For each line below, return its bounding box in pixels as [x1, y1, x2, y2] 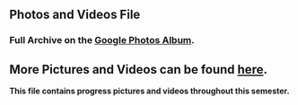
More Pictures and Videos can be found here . [9, 62, 267, 77]
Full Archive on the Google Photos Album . [9, 34, 195, 47]
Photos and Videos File [9, 7, 141, 22]
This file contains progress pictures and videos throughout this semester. [9, 85, 290, 97]
